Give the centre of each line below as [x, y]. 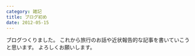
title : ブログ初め [27, 17]
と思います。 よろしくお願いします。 [51, 47]
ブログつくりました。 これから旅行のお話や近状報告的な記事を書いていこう [98, 40]
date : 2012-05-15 [28, 22]
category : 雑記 [24, 11]
